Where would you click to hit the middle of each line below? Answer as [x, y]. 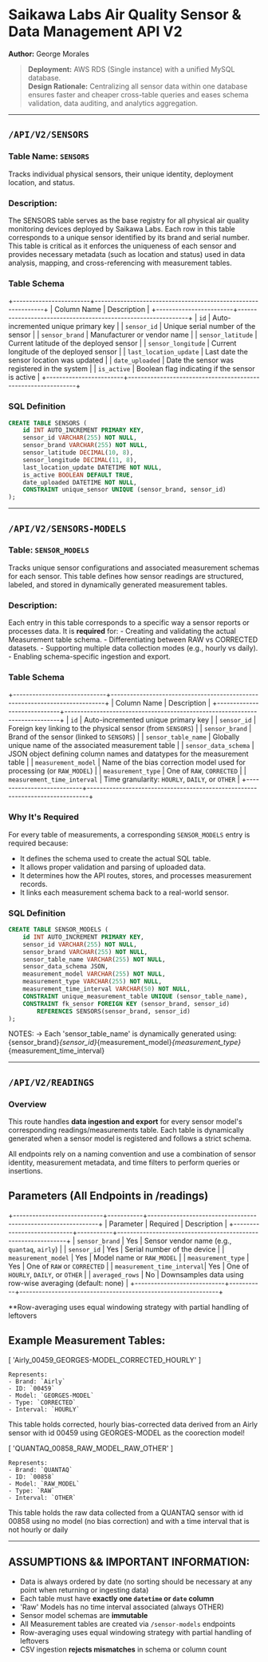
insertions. [26, 1171]
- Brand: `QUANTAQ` [41, 1470]
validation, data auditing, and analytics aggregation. [112, 103]
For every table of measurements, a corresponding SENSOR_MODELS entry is [129, 834]
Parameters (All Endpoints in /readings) [108, 1196]
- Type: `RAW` [32, 1490]
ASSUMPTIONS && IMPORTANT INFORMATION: [129, 1562]
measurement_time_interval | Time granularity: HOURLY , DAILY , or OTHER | [124, 779]
